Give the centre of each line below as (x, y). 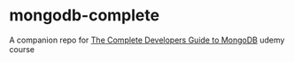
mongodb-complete (85, 15)
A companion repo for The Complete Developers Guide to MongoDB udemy (147, 40)
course (22, 49)
